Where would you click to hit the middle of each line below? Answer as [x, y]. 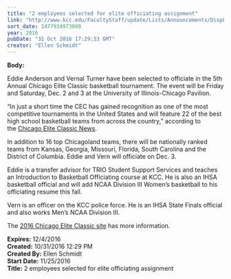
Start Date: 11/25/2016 [39, 261]
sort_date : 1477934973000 [44, 26]
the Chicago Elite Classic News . [52, 128]
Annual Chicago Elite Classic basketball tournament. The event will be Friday [115, 86]
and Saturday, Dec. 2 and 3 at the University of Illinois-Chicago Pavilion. [109, 93]
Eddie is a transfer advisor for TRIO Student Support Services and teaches [112, 170]
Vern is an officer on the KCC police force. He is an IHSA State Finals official [115, 205]
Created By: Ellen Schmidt [45, 254]
